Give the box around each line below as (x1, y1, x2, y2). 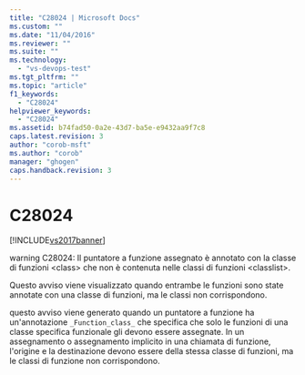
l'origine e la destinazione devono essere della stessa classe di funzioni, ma (9, 346, 294, 357)
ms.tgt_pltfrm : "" (9, 73, 79, 82)
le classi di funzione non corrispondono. (9, 356, 161, 367)
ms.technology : (9, 56, 67, 65)
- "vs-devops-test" (17, 65, 92, 74)
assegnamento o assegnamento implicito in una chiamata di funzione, (9, 336, 271, 347)
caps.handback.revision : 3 (9, 166, 112, 175)
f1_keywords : (9, 89, 59, 98)
